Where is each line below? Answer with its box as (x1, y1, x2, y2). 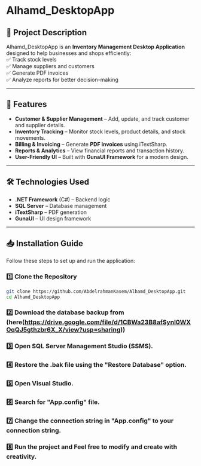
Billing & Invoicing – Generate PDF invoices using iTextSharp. (14, 140, 167, 148)
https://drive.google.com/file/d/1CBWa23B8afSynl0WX (24, 318, 191, 326)
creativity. (6, 452, 37, 461)
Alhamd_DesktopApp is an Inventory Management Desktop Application (6, 43, 185, 50)
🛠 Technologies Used (6, 177, 90, 187)
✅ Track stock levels (6, 56, 57, 63)
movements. (14, 134, 46, 141)
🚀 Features (6, 99, 47, 109)
